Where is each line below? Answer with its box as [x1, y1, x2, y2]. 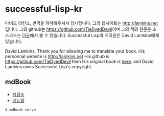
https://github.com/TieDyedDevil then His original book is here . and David [5, 58, 154, 64]
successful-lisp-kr [5, 3, 83, 15]
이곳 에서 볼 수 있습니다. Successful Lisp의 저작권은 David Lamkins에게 [22, 32, 159, 38]
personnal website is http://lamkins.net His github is [5, 53, 110, 59]
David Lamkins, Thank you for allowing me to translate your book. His [5, 48, 145, 54]
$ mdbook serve [5, 107, 36, 112]
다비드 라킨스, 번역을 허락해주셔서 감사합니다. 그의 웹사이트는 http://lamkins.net [5, 20, 158, 26]
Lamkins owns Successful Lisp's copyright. [5, 63, 93, 69]
